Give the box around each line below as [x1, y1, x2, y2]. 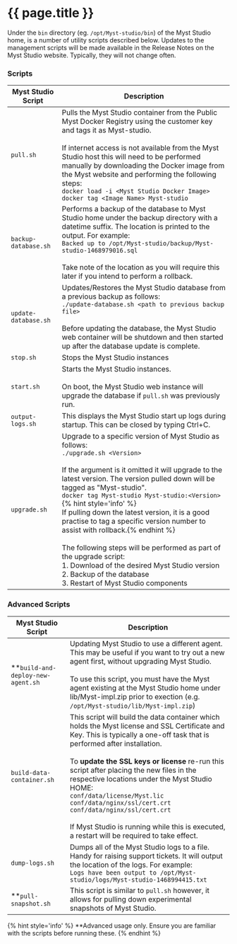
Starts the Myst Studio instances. [61, 364, 171, 374]
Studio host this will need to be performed [61, 152, 201, 162]
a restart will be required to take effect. [69, 830, 198, 840]
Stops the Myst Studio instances [61, 352, 169, 362]
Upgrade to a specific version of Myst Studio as [61, 432, 220, 442]
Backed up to [61, 239, 106, 248]
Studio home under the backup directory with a [61, 213, 218, 223]
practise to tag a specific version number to [61, 517, 206, 526]
